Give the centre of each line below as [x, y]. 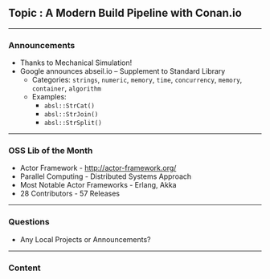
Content [25, 268]
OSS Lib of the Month [51, 151]
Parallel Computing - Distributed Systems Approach [106, 176]
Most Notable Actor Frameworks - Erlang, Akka [98, 185]
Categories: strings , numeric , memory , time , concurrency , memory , [137, 80]
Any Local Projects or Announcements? [85, 239]
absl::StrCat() [69, 106]
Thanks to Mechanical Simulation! [76, 63]
